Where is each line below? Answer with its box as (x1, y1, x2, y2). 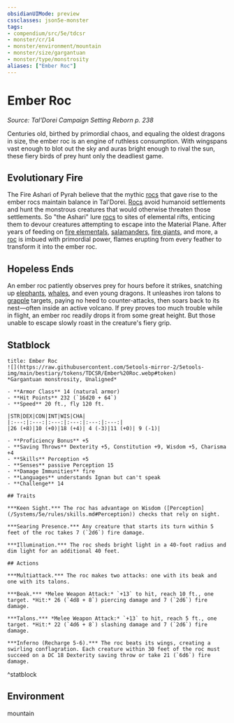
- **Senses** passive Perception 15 (7, 462, 114, 469)
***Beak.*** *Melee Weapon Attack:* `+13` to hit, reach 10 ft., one (7, 591, 214, 598)
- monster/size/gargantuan (7, 50, 86, 57)
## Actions (7, 560, 39, 567)
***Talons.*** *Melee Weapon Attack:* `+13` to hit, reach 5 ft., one (7, 615, 217, 622)
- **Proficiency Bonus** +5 (7, 437, 89, 444)
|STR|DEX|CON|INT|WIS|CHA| (7, 413, 86, 420)
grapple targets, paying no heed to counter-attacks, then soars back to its (7, 296, 220, 305)
